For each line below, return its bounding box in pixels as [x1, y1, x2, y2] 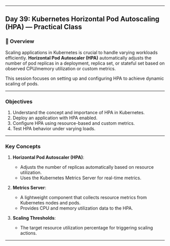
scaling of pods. [5, 80, 39, 86]
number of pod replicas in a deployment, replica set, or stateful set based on [5, 60, 165, 66]
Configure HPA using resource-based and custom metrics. [12, 120, 135, 126]
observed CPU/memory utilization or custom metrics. [5, 65, 116, 71]
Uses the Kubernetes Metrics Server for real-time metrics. [20, 175, 142, 181]
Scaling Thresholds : [12, 215, 56, 221]
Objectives [5, 98, 33, 105]
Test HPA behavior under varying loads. [12, 125, 96, 131]
